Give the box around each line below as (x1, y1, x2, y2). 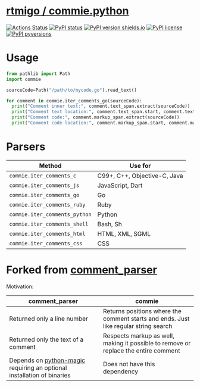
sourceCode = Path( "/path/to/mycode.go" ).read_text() (6, 87, 137, 93)
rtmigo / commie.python (6, 4, 129, 18)
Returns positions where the (103, 307, 182, 315)
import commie (6, 76, 42, 82)
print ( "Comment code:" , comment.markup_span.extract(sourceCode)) (11, 114, 180, 120)
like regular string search (103, 322, 173, 330)
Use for (129, 161, 151, 170)
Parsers (6, 140, 46, 154)
